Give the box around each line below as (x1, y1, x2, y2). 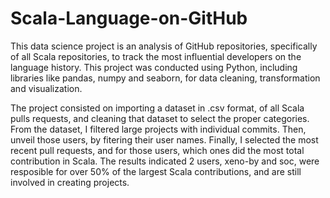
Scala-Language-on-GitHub (10, 7, 248, 30)
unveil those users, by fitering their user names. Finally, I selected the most (10, 133, 319, 146)
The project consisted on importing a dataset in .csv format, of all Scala (10, 102, 305, 114)
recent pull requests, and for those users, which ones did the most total (10, 144, 305, 156)
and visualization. (10, 82, 83, 94)
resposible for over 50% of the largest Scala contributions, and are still (10, 165, 302, 177)
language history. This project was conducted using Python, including (10, 61, 298, 73)
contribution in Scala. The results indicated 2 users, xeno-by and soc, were (10, 155, 320, 167)
